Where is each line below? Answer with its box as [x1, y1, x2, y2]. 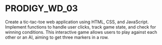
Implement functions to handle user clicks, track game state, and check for [5, 24, 156, 30]
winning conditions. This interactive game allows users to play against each [5, 29, 158, 35]
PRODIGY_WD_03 [5, 3, 78, 14]
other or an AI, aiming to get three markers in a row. [5, 34, 109, 40]
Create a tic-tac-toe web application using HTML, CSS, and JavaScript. [5, 19, 149, 25]
